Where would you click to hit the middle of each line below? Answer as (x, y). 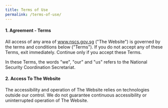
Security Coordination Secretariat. (40, 67)
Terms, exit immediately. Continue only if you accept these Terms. (73, 52)
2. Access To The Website (33, 78)
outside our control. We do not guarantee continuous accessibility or (76, 95)
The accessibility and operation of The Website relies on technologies (77, 89)
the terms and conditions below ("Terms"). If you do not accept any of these (84, 47)
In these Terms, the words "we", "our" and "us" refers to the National (76, 62)
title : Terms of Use (27, 10)
